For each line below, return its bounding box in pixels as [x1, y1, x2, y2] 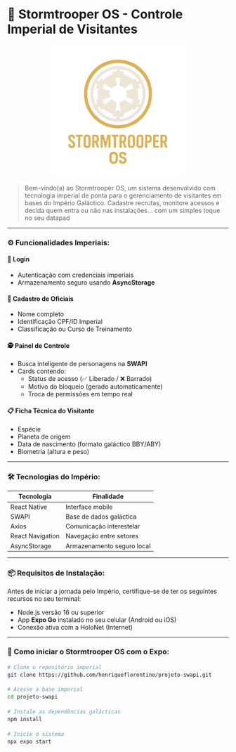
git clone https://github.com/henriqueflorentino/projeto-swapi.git [7, 671, 212, 678]
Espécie [17, 424, 41, 433]
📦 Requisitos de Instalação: [7, 569, 105, 578]
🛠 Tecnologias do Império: [7, 472, 100, 481]
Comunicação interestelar [65, 522, 140, 531]
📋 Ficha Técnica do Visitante [7, 407, 95, 415]
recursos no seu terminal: [7, 594, 81, 603]
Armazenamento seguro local [65, 541, 151, 550]
